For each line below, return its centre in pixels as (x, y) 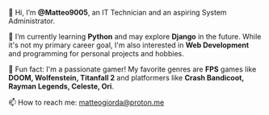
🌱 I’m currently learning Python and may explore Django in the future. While (135, 37)
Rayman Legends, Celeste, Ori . (61, 86)
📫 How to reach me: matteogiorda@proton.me (86, 102)
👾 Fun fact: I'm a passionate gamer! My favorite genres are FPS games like (132, 69)
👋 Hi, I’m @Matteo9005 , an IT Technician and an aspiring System (118, 12)
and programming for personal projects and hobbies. (96, 53)
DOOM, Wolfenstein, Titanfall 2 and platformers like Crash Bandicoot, (126, 78)
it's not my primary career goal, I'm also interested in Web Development (129, 45)
